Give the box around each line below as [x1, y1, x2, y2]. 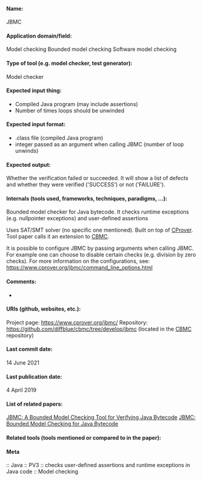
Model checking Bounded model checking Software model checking [6, 45, 177, 53]
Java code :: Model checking [6, 468, 79, 476]
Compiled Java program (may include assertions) [15, 100, 138, 107]
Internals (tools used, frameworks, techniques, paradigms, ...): [6, 195, 168, 202]
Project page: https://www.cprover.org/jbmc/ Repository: [6, 318, 148, 326]
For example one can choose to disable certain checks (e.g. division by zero [6, 251, 197, 258]
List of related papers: [6, 400, 64, 408]
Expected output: [6, 161, 51, 168]
